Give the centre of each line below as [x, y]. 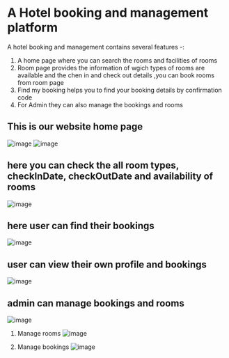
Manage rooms [39, 333]
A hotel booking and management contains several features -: [96, 47]
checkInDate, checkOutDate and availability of [110, 177]
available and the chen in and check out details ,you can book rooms [116, 75]
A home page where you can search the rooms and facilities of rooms [117, 60]
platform [32, 28]
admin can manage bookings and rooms [96, 303]
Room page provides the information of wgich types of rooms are [111, 68]
